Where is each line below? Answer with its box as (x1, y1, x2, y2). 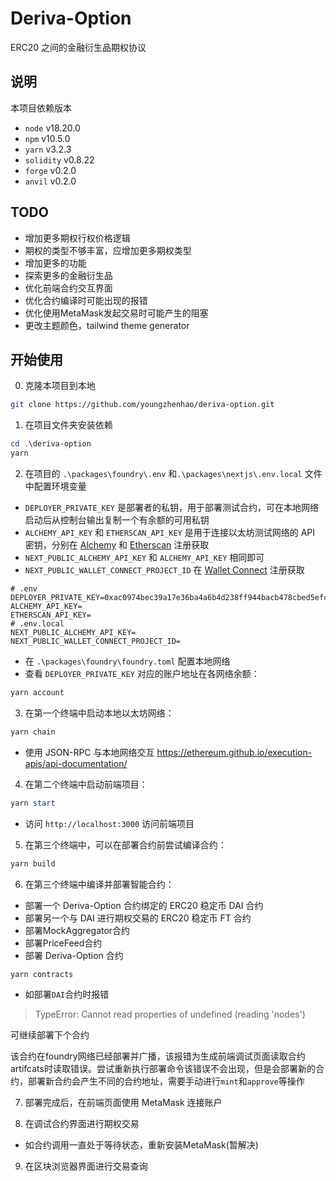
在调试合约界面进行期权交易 (24, 1118, 140, 1130)
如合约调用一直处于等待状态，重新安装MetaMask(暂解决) (24, 1139, 259, 1151)
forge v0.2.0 (24, 164, 77, 176)
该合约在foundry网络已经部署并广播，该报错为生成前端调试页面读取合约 (10, 1050, 306, 1062)
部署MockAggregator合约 (24, 924, 131, 936)
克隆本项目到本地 (24, 380, 96, 392)
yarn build (10, 858, 56, 869)
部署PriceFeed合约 (24, 937, 103, 949)
